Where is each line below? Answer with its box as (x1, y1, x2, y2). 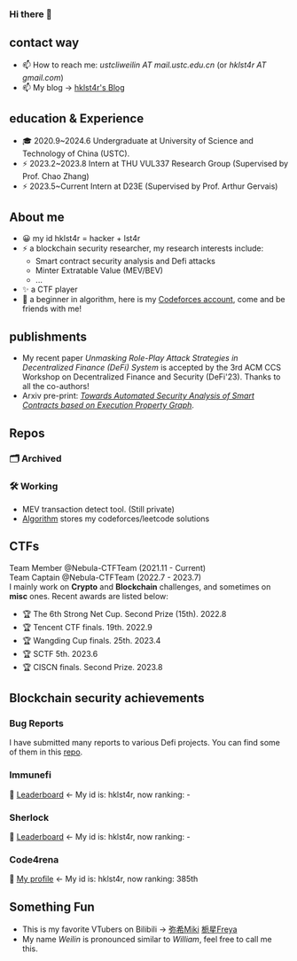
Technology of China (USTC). (21, 148, 130, 159)
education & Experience (9, 111, 145, 127)
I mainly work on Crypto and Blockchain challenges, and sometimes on (9, 581, 271, 592)
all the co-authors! (21, 381, 90, 392)
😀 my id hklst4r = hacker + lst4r (21, 233, 141, 244)
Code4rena (9, 853, 59, 865)
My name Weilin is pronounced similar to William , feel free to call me (21, 934, 272, 944)
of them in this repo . (9, 746, 83, 757)
